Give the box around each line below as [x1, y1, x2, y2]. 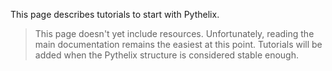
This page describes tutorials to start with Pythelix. [10, 9, 220, 20]
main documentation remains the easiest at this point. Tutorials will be [34, 39, 323, 50]
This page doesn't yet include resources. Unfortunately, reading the [34, 28, 315, 39]
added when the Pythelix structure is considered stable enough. [34, 49, 300, 61]
